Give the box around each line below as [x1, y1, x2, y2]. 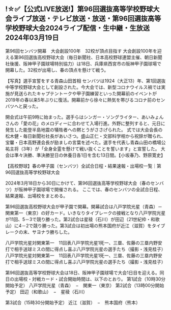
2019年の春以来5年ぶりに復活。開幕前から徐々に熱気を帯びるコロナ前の [5, 97, 157, 103]
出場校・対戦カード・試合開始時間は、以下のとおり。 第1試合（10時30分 [14, 276, 166, 282]
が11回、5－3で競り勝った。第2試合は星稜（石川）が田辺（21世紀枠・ [5, 216, 151, 222]
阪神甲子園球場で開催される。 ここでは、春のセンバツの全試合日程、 [18, 186, 163, 192]
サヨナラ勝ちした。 [32, 229, 72, 235]
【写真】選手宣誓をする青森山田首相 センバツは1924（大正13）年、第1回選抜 [5, 78, 166, 84]
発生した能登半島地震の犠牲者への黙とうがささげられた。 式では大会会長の [5, 127, 163, 133]
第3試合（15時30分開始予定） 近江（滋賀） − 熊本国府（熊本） [5, 299, 141, 305]
